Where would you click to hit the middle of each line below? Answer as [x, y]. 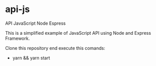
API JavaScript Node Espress [36, 23]
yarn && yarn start [31, 58]
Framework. [18, 38]
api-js [18, 9]
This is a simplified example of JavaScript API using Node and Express [78, 33]
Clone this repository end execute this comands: [55, 48]
